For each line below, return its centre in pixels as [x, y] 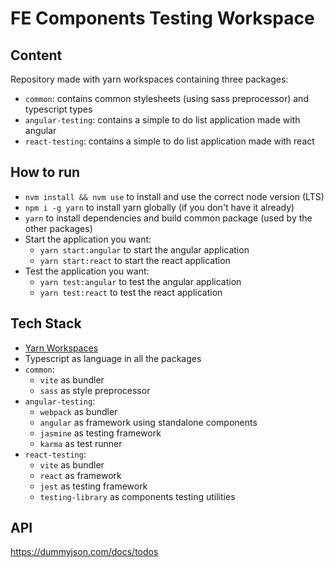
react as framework [80, 475]
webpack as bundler [78, 411]
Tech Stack [46, 323]
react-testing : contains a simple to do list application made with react [169, 141]
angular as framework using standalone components [148, 422]
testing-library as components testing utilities [137, 496]
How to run [45, 172]
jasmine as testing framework [100, 433]
